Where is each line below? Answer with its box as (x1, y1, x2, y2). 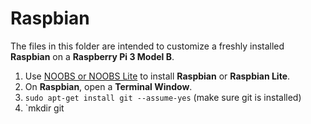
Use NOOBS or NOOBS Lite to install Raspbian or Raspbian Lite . (24, 70, 291, 82)
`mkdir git (24, 102, 65, 114)
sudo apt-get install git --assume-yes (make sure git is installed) (24, 91, 302, 103)
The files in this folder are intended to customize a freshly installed (10, 40, 285, 52)
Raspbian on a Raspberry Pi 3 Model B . (10, 50, 175, 62)
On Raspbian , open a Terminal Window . (24, 80, 193, 92)
